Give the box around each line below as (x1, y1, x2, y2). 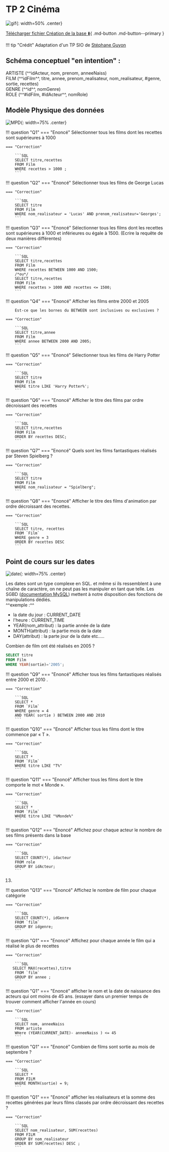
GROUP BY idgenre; (15, 924, 53, 929)
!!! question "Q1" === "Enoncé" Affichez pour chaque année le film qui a (6, 938, 155, 943)
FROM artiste (15, 1026, 42, 1031)
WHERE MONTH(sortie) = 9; (15, 1081, 69, 1086)
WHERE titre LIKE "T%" (15, 763, 62, 768)
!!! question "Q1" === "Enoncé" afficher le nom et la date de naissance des (6, 988, 160, 994)
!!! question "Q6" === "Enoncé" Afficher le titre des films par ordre (6, 397, 144, 403)
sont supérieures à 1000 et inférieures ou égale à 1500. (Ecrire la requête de (6, 230, 163, 236)
